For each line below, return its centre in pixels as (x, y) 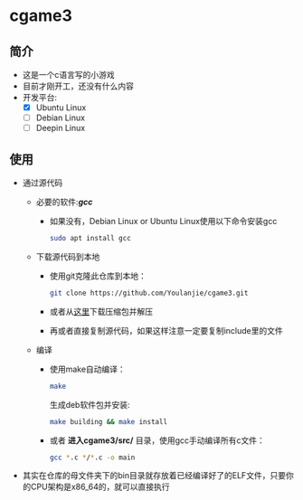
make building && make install (109, 421)
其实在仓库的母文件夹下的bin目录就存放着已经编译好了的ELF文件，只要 (154, 476)
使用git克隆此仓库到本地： (98, 276)
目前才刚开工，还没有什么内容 (78, 86)
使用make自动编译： (88, 369)
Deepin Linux (61, 128)
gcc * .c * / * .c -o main (92, 458)
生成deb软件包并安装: (90, 404)
